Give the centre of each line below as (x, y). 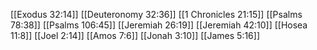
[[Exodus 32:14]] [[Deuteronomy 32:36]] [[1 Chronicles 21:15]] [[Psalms (156, 14)
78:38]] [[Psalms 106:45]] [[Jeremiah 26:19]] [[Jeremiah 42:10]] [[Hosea (159, 25)
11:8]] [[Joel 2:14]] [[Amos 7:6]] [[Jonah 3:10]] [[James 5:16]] (135, 35)
